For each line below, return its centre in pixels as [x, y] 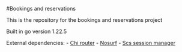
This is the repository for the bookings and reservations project [84, 20]
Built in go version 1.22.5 [37, 31]
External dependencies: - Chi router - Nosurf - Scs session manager [91, 43]
